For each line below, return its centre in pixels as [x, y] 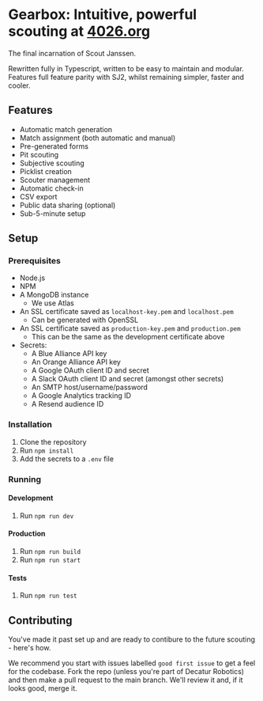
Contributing [40, 620]
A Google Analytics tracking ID [81, 396]
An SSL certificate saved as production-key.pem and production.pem [130, 328]
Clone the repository [53, 441]
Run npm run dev [47, 515]
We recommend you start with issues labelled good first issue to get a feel [132, 663]
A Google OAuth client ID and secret [90, 370]
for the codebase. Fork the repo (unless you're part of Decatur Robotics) [126, 672]
